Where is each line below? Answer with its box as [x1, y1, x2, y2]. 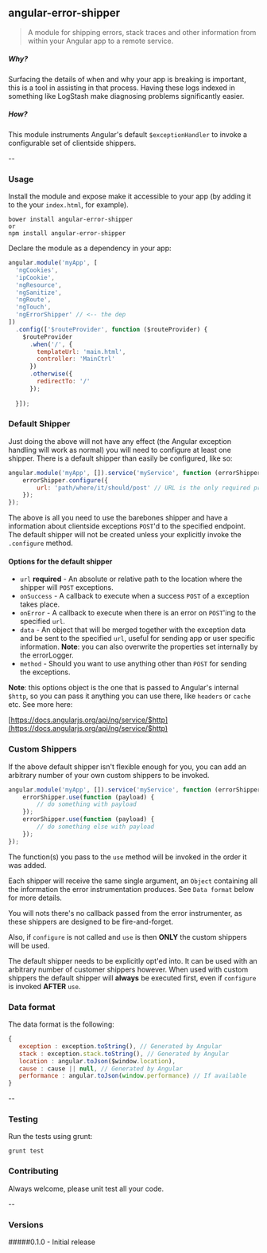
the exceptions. [19, 667, 71, 677]
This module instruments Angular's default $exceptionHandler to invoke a [8, 129, 248, 139]
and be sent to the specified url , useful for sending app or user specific [19, 634, 256, 643]
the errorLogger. [19, 650, 74, 660]
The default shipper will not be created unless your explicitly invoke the [8, 530, 242, 540]
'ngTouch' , [15, 303, 52, 312]
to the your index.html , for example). [8, 200, 129, 210]
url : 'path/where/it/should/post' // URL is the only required [37, 484, 250, 492]
